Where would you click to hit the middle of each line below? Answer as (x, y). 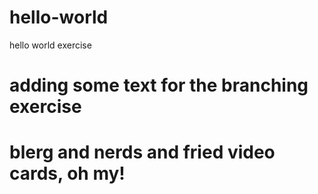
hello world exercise (50, 45)
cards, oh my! (67, 173)
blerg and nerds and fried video (142, 152)
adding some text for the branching (159, 85)
